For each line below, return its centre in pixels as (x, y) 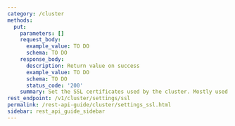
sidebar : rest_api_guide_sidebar (56, 111)
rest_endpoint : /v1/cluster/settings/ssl (69, 99)
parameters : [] (42, 33)
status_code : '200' (54, 85)
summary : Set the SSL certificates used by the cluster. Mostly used (124, 92)
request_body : (40, 40)
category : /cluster (36, 14)
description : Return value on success (83, 66)
